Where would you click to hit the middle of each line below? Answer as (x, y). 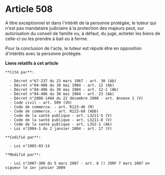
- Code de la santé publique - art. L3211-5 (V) (61, 116)
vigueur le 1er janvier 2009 (35, 168)
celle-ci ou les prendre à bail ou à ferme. (47, 39)
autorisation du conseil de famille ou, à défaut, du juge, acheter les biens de (83, 33)
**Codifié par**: (23, 137)
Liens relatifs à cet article (32, 63)
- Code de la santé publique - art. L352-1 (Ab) (61, 124)
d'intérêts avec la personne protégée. (43, 54)
